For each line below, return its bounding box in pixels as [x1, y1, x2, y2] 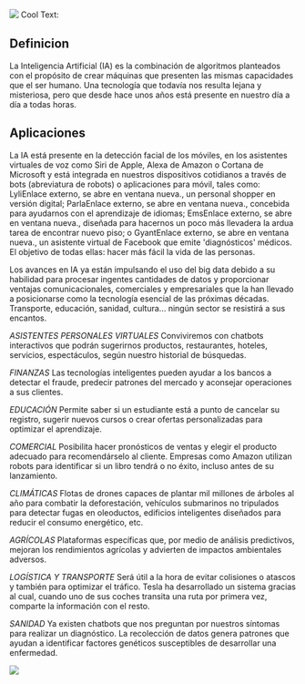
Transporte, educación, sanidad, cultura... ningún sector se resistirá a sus [9, 302, 286, 313]
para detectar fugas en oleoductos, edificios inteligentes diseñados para [9, 506, 282, 518]
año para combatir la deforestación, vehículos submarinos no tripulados [9, 497, 280, 508]
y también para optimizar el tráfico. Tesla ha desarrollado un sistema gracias [9, 581, 296, 592]
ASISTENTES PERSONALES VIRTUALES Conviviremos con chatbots [9, 330, 264, 341]
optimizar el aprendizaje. [9, 424, 102, 434]
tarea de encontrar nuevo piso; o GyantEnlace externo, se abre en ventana [9, 227, 290, 238]
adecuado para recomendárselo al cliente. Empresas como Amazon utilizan [9, 451, 293, 462]
